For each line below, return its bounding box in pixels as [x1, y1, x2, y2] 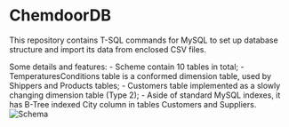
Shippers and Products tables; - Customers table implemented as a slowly [9, 80, 281, 91]
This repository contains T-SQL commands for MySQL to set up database [9, 35, 278, 45]
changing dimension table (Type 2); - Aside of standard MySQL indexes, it [9, 90, 281, 100]
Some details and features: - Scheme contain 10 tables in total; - [9, 61, 245, 72]
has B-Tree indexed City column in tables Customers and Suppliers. [9, 99, 257, 109]
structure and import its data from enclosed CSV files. [9, 44, 207, 54]
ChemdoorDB [9, 5, 111, 26]
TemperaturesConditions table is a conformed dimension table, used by [9, 70, 272, 81]
